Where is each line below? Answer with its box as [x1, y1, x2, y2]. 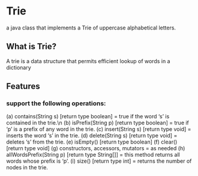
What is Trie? [6, 41, 57, 52]
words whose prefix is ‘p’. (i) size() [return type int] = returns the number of [6, 157, 192, 165]
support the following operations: [6, 99, 106, 108]
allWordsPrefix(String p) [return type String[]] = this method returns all [6, 151, 180, 159]
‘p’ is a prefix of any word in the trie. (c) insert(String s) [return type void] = [6, 126, 191, 133]
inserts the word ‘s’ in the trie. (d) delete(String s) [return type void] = [6, 132, 178, 139]
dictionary [6, 64, 31, 71]
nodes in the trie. [6, 164, 48, 171]
